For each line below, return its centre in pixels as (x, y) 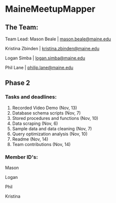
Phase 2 (18, 83)
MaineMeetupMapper (50, 9)
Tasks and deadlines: (31, 97)
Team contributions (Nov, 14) (41, 144)
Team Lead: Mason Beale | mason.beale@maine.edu (58, 39)
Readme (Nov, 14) (30, 139)
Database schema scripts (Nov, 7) (46, 113)
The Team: (22, 27)
